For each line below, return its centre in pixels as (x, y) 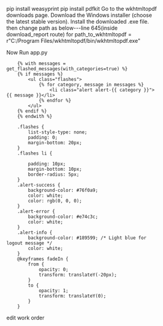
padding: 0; (43, 138)
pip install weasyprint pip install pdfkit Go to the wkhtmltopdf (81, 9)
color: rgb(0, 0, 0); (55, 201)
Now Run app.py (27, 53)
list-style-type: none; (58, 132)
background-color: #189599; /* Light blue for (87, 238)
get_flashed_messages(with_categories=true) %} (67, 69)
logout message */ (29, 243)
